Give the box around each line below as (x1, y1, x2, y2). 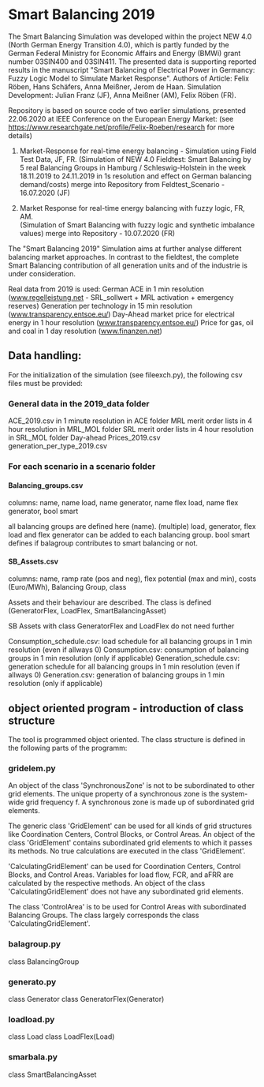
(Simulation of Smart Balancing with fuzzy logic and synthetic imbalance (19, 219, 255, 230)
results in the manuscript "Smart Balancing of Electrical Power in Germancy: (8, 65, 255, 74)
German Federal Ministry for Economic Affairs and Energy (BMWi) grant (8, 48, 241, 58)
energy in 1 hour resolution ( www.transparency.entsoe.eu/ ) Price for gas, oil (8, 317, 254, 327)
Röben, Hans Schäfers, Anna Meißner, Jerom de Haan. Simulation (8, 81, 221, 92)
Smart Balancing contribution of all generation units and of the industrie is (8, 261, 248, 270)
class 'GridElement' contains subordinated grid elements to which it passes (8, 838, 253, 848)
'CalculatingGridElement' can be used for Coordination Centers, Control (8, 862, 241, 871)
